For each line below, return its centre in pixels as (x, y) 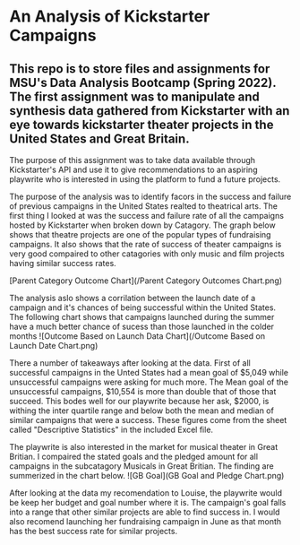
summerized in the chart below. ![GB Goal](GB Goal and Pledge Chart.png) (147, 476)
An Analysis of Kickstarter (110, 17)
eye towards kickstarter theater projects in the (141, 124)
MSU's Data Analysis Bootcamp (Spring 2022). (143, 82)
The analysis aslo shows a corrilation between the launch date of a (133, 298)
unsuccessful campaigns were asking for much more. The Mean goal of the (149, 382)
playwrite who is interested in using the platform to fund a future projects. (145, 179)
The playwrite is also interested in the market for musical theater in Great (144, 447)
